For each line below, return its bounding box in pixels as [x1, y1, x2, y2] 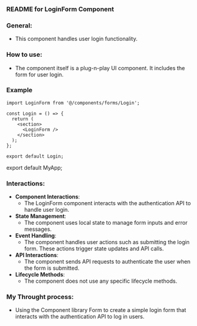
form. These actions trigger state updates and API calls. [24, 245, 164, 252]
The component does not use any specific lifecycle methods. [24, 277, 178, 285]
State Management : [15, 212, 67, 220]
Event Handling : [15, 232, 57, 239]
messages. [24, 225, 52, 233]
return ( [12, 115, 34, 122]
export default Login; [6, 153, 64, 159]
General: [6, 21, 32, 29]
